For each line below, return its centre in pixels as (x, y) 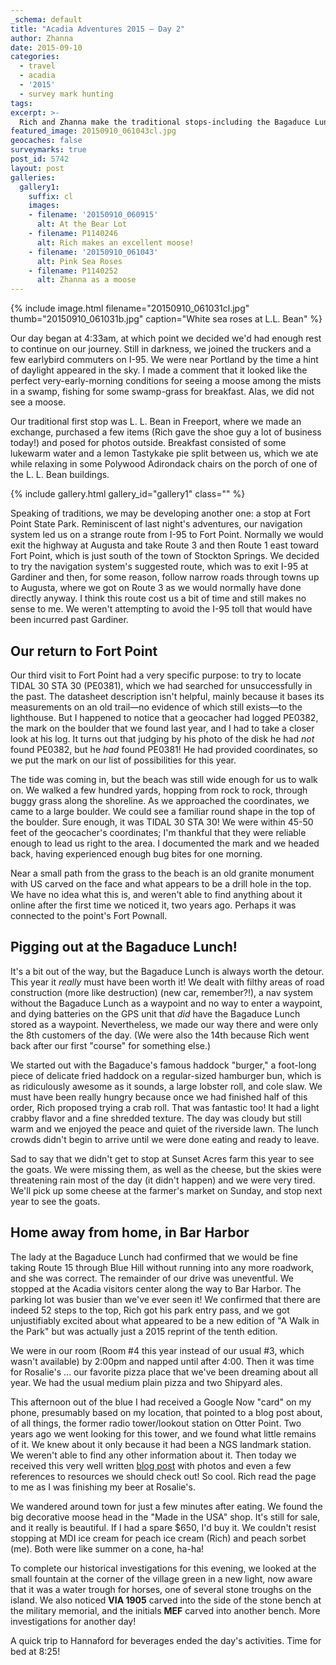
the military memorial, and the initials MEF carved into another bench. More (165, 1610)
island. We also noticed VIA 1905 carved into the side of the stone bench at (166, 1600)
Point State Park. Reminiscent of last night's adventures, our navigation (156, 524)
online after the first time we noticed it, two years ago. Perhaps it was (153, 905)
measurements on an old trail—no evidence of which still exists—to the (156, 707)
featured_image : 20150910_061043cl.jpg (93, 131)
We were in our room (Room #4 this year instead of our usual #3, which (157, 1350)
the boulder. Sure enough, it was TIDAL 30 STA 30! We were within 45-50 (162, 822)
